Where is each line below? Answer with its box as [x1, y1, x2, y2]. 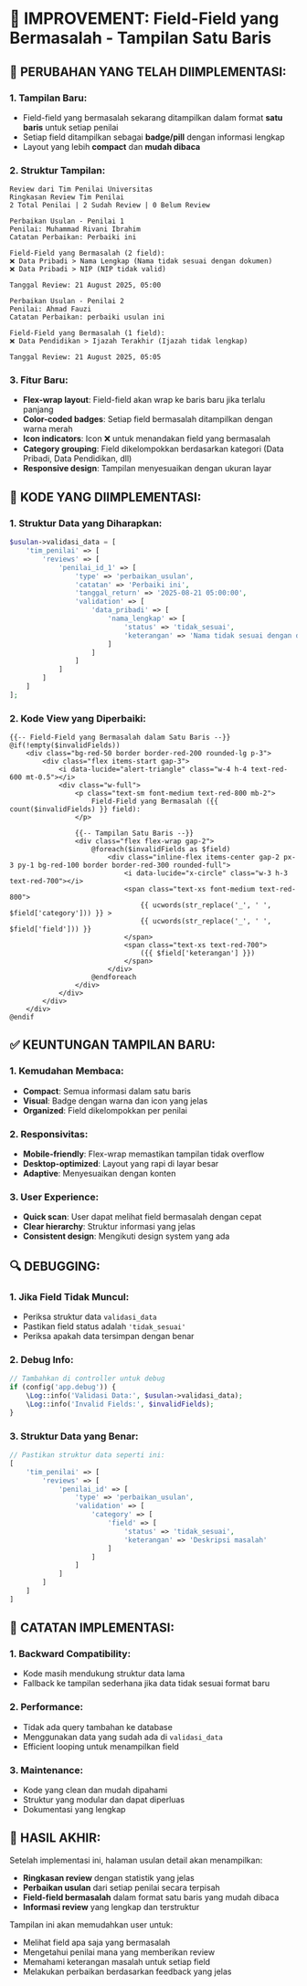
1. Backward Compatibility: [9, 1648, 131, 1661]
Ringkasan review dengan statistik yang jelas [22, 1872, 195, 1883]
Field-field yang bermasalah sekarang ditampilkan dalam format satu [22, 111, 283, 122]
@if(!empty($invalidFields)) [9, 741, 121, 750]
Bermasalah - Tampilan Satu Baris [9, 27, 272, 48]
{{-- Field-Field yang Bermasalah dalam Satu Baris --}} [9, 733, 231, 743]
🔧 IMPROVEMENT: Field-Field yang [9, 8, 280, 29]
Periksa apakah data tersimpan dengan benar [22, 1331, 195, 1342]
